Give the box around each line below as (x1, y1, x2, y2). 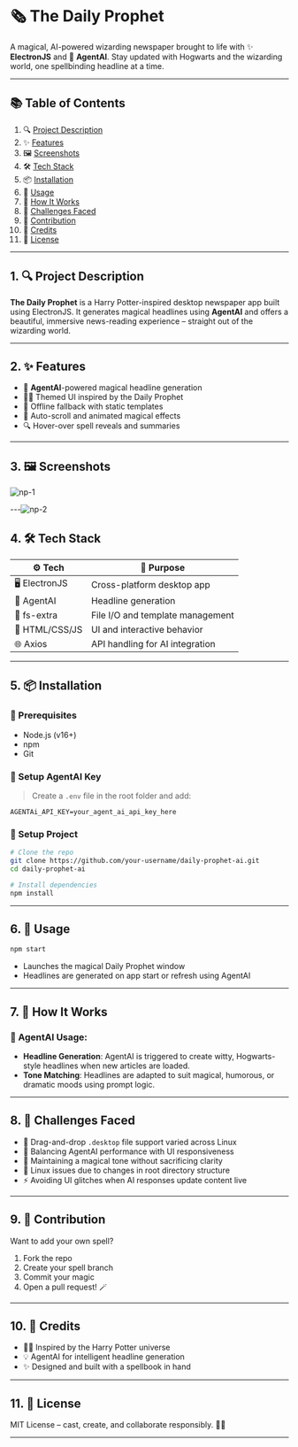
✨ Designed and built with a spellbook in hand (22, 1361, 191, 1372)
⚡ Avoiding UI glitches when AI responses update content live (22, 1174, 247, 1185)
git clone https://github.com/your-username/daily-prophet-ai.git (10, 857, 260, 866)
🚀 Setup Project (10, 827, 79, 840)
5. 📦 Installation (10, 678, 103, 694)
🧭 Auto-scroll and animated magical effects (22, 411, 181, 421)
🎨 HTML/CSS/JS (14, 624, 83, 635)
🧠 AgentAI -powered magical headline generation (22, 382, 202, 393)
